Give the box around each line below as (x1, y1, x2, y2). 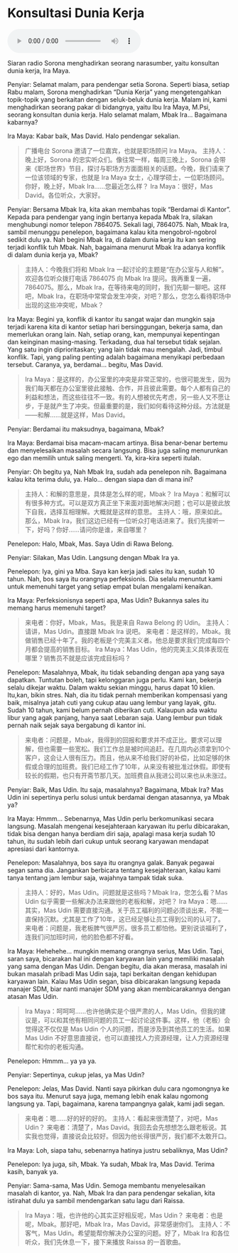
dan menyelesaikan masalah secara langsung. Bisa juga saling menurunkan (7, 446, 229, 455)
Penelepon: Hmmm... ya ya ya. (7, 1057, 97, 1065)
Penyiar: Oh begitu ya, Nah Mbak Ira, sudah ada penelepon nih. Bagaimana (7, 467, 227, 476)
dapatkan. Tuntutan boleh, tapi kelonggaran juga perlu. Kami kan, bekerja (7, 675, 222, 684)
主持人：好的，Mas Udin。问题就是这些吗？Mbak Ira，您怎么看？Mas (24, 888, 228, 897)
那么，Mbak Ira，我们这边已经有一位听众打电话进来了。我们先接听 (24, 516, 219, 524)
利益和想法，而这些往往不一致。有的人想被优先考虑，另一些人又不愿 (24, 393, 225, 401)
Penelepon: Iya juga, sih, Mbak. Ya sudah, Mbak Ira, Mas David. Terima (7, 1160, 215, 1168)
